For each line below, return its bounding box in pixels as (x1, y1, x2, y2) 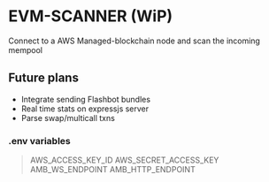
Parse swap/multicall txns (20, 112, 116, 123)
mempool (8, 44, 43, 55)
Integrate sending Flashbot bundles (20, 94, 151, 104)
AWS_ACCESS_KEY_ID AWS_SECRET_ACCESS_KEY (29, 155, 219, 165)
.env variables (8, 134, 72, 147)
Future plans (8, 71, 79, 86)
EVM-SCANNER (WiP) (8, 6, 173, 27)
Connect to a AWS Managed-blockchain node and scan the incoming (8, 35, 260, 46)
